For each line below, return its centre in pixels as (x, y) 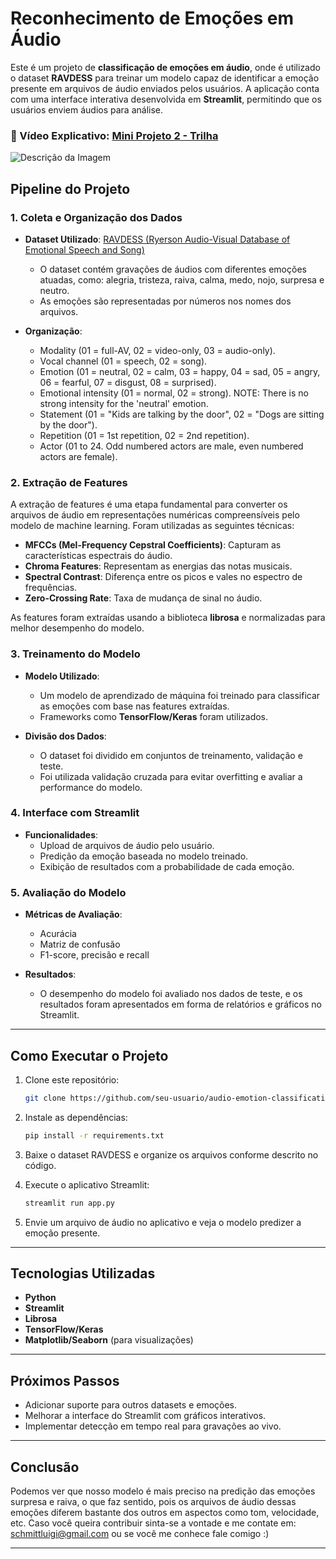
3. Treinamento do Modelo (75, 654)
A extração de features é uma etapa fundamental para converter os (149, 504)
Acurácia (58, 934)
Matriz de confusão (80, 944)
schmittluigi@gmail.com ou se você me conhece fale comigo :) (140, 1533)
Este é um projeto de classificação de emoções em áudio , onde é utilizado (165, 67)
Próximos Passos (65, 1380)
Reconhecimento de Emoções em (152, 18)
